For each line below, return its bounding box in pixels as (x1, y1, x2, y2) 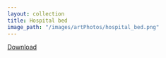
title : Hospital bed (7, 17, 69, 24)
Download (7, 43, 37, 52)
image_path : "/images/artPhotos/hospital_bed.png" (7, 23, 160, 30)
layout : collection (7, 10, 65, 18)
